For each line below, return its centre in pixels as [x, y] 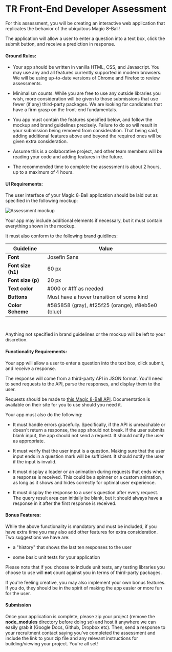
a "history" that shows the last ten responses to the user [72, 547]
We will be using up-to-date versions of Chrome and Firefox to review [86, 78]
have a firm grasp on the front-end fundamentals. [65, 110]
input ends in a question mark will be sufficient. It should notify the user [88, 456]
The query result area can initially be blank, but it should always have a [88, 498]
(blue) [55, 312]
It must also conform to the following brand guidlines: [61, 236]
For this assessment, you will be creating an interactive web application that [85, 23]
